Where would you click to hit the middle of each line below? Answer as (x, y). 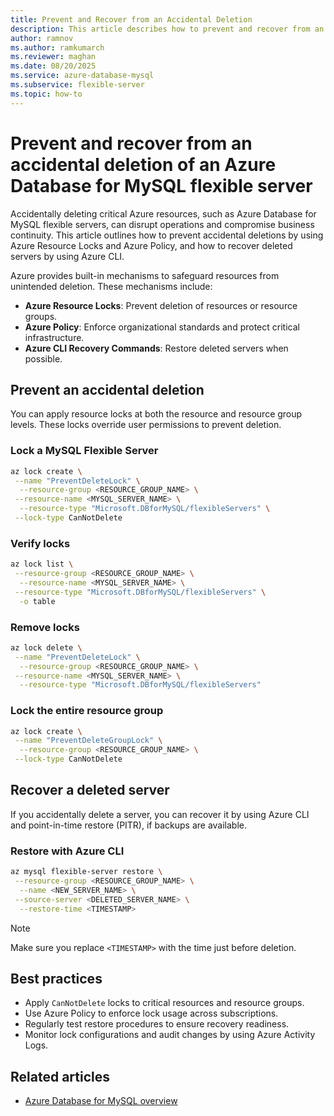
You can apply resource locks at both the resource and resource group (156, 414)
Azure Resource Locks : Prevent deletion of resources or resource (161, 305)
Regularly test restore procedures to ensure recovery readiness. (157, 1024)
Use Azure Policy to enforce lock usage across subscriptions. (151, 1013)
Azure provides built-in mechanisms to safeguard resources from (145, 275)
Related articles (60, 1076)
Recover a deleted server (90, 790)
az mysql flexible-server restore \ (86, 872)
